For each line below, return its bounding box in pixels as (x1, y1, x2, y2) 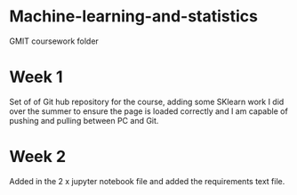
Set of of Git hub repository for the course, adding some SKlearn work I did (9, 96, 285, 107)
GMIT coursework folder (9, 36, 100, 46)
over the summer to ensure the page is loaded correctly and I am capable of (9, 105, 289, 117)
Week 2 (9, 147, 67, 167)
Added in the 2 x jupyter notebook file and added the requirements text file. (9, 175, 285, 186)
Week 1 (9, 67, 63, 87)
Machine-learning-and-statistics (9, 6, 258, 27)
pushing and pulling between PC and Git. (9, 115, 159, 126)
